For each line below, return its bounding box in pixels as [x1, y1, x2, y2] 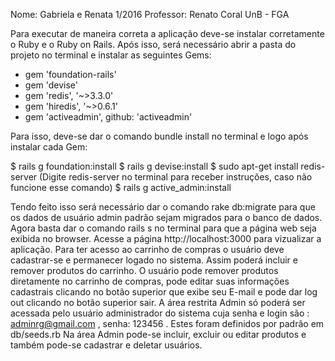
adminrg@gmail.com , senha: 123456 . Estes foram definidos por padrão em [10, 318, 325, 329]
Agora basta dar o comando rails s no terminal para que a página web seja [10, 222, 317, 234]
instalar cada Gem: [10, 141, 88, 153]
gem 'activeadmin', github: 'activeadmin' [24, 111, 193, 123]
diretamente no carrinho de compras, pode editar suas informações [10, 275, 290, 287]
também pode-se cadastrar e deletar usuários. [10, 339, 203, 351]
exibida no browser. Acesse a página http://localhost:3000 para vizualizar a [10, 233, 322, 244]
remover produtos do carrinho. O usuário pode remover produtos [10, 265, 279, 276]
